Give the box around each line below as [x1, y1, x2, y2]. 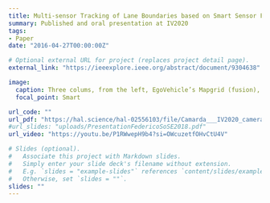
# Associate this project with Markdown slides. [8, 152, 182, 160]
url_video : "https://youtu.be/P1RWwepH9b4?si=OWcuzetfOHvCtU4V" [8, 130, 228, 139]
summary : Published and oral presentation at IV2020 [8, 19, 189, 27]
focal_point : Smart [15, 93, 81, 101]
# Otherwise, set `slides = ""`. [8, 175, 128, 183]
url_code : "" [8, 108, 52, 116]
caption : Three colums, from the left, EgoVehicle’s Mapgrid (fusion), [15, 85, 261, 93]
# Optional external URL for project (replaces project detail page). [8, 56, 250, 64]
